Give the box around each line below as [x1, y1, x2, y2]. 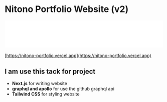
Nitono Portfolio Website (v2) [5, 3, 129, 15]
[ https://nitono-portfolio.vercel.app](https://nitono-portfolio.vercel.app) [5, 52, 151, 58]
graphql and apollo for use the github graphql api [12, 86, 115, 92]
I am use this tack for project [5, 67, 96, 75]
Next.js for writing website [12, 80, 67, 86]
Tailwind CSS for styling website [12, 91, 80, 97]
